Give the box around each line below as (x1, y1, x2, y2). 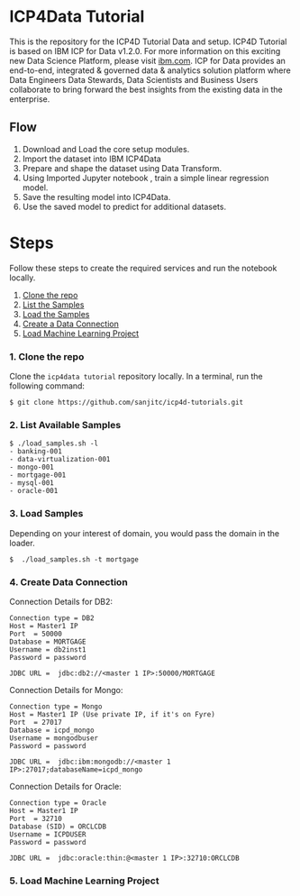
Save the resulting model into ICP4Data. (22, 191, 171, 202)
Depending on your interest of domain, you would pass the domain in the (9, 527, 280, 538)
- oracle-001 (9, 487, 59, 496)
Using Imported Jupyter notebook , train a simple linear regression (22, 172, 269, 183)
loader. (9, 537, 35, 548)
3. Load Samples (9, 507, 84, 520)
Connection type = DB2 (9, 613, 95, 623)
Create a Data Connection (22, 318, 119, 329)
